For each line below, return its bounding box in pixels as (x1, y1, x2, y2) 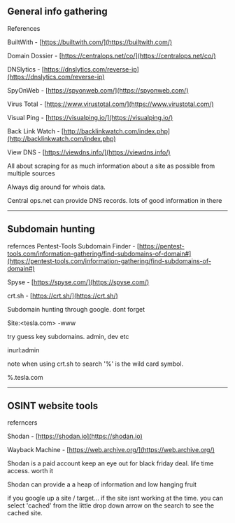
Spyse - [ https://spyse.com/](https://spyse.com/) (7, 277, 150, 286)
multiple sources (7, 168, 55, 178)
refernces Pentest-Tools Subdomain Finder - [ (7, 241, 140, 250)
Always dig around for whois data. (7, 183, 106, 191)
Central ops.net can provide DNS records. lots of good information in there (7, 196, 222, 204)
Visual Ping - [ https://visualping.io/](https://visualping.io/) (7, 113, 173, 121)
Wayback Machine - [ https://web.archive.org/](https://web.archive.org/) (7, 446, 215, 454)
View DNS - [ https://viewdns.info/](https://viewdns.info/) (7, 147, 171, 157)
